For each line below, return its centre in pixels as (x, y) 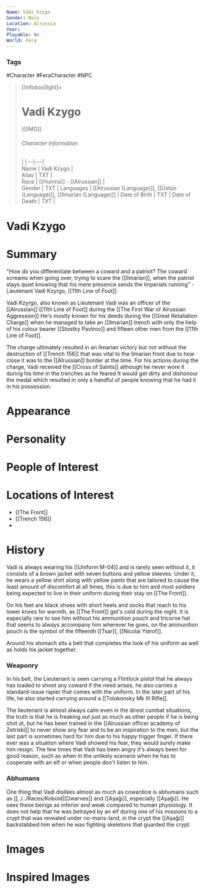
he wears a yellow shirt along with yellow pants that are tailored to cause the (103, 580)
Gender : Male (23, 18)
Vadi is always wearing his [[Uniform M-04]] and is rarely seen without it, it (101, 567)
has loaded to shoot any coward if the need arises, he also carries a (92, 686)
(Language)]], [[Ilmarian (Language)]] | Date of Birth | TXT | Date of (106, 195)
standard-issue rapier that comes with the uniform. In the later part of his (98, 692)
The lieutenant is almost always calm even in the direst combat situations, (99, 710)
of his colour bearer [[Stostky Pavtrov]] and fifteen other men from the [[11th (102, 328)
